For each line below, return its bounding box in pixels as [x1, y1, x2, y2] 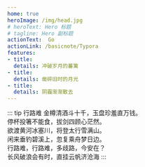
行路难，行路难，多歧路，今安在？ [7, 144, 106, 152]
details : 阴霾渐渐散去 [13, 88, 74, 95]
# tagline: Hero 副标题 [7, 29, 74, 37]
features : [7, 50, 36, 57]
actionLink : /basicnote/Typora [7, 43, 99, 50]
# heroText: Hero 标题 [7, 23, 71, 30]
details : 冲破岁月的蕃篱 [13, 62, 79, 69]
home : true [7, 10, 39, 18]
